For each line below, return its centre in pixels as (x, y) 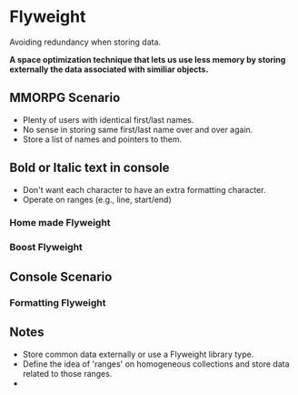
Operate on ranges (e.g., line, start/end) (97, 199)
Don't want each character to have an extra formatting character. (144, 189)
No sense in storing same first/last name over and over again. (138, 129)
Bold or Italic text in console (89, 168)
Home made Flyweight (60, 223)
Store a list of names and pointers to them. (102, 139)
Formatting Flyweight (58, 302)
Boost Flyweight (46, 248)
